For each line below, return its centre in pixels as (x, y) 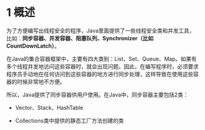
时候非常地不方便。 (41, 81)
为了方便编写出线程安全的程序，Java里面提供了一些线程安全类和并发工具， (101, 31)
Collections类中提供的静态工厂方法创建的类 (69, 120)
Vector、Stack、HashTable (49, 107)
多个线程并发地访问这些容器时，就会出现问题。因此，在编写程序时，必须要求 (103, 66)
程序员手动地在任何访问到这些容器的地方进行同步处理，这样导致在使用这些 (100, 74)
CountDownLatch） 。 (33, 46)
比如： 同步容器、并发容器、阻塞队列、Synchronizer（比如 (80, 38)
